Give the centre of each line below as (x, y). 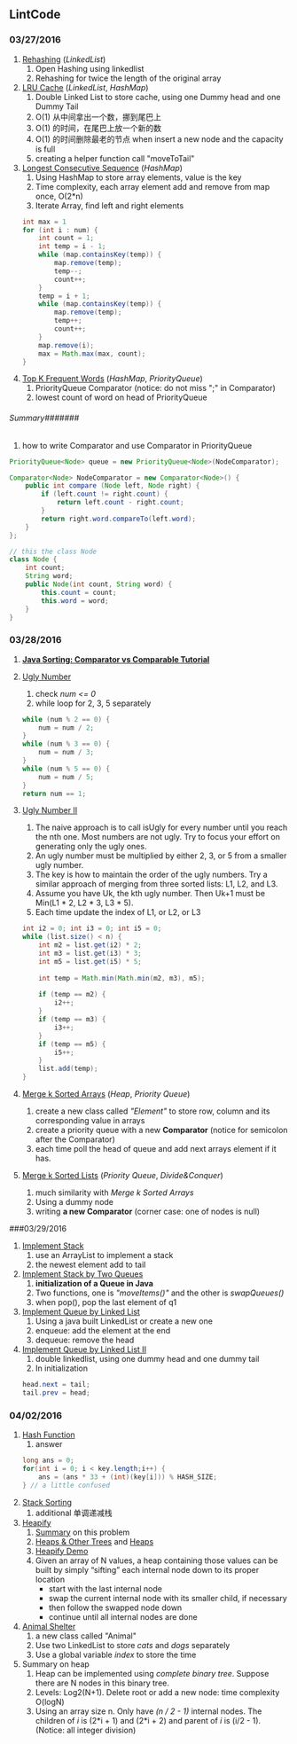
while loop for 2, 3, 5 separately (93, 703)
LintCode (35, 15)
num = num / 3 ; (66, 753)
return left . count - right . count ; (120, 503)
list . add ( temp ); (68, 1069)
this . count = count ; (79, 592)
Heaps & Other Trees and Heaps (94, 1541)
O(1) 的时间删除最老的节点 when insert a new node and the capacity (159, 139)
